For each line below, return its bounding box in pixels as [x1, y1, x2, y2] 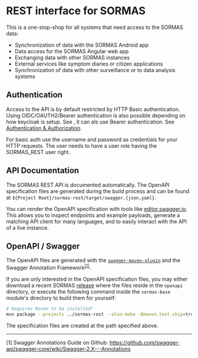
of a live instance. [6, 224, 49, 231]
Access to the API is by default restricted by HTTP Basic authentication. [6, 105, 180, 113]
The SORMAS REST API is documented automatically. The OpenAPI [6, 181, 170, 188]
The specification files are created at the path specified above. [6, 322, 159, 329]
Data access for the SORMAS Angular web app [14, 47, 129, 54]
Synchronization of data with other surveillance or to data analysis [14, 66, 176, 73]
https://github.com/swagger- [109, 339, 180, 346]
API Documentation [6, 165, 80, 175]
